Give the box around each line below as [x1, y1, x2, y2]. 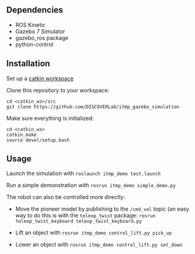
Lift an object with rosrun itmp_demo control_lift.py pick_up [15, 229, 172, 236]
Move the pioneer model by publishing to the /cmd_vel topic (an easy [15, 205, 189, 213]
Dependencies [6, 5, 63, 15]
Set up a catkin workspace [6, 75, 74, 82]
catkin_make [6, 132, 37, 138]
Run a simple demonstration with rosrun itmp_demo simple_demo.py [6, 182, 176, 189]
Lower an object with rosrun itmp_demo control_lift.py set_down [15, 241, 183, 248]
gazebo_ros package [15, 34, 69, 42]
